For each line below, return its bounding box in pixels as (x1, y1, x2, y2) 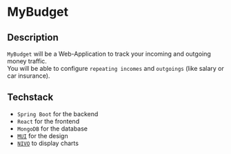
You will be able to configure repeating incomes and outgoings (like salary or (7, 65, 224, 72)
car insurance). (7, 71, 50, 80)
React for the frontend (17, 117, 80, 125)
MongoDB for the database (17, 124, 88, 133)
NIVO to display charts (17, 139, 79, 147)
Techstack (7, 91, 54, 103)
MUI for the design (17, 131, 68, 140)
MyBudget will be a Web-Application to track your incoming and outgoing (7, 49, 212, 58)
